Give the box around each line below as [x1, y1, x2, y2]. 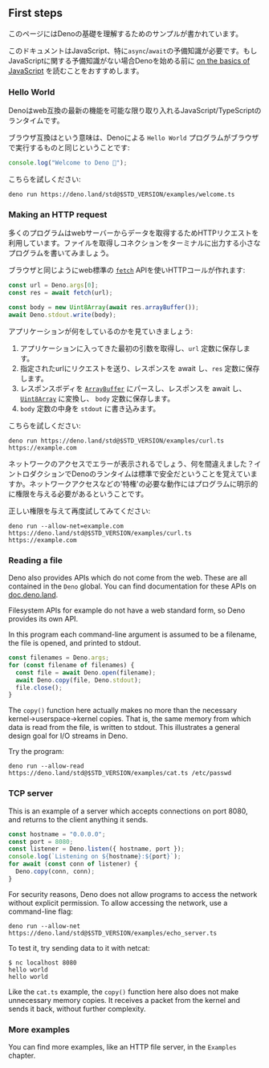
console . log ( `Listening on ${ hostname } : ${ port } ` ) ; [8, 853, 181, 861]
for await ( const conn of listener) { [8, 860, 138, 868]
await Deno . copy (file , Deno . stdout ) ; [15, 676, 142, 684]
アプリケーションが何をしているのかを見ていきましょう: [8, 326, 194, 336]
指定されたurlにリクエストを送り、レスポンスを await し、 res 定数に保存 [19, 363, 260, 373]
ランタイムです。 [8, 116, 64, 125]
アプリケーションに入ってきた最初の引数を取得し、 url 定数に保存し [19, 343, 243, 353]
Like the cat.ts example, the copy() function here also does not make [8, 987, 239, 997]
